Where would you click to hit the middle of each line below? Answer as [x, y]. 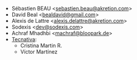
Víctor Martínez [39, 52]
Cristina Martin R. [41, 45]
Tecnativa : [24, 39]
